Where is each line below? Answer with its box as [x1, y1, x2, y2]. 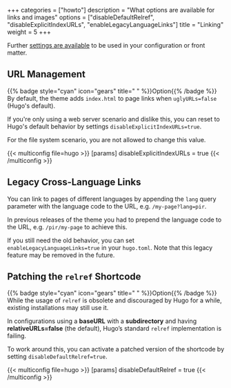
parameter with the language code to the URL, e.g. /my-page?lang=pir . [7, 202, 207, 210]
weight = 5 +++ [7, 28, 52, 36]
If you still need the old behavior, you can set [7, 236, 134, 244]
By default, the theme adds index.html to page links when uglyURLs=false [7, 94, 217, 102]
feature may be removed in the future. [7, 251, 115, 259]
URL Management [7, 68, 86, 80]
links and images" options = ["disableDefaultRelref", [7, 13, 155, 21]
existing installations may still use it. [7, 304, 109, 312]
